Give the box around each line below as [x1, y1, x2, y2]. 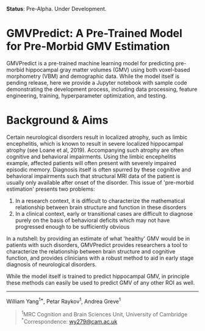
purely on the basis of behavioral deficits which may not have [15, 216, 170, 224]
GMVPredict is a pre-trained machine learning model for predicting [6, 59, 174, 66]
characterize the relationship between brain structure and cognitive [6, 247, 176, 255]
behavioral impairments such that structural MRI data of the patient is [6, 172, 181, 179]
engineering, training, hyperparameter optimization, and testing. [6, 91, 167, 99]
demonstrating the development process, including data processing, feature [6, 85, 198, 93]
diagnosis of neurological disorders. [6, 260, 97, 268]
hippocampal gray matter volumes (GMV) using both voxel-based [25, 66, 190, 73]
